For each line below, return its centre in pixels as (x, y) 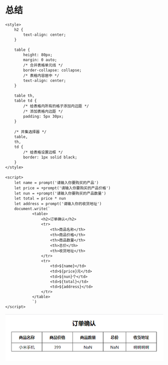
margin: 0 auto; (40, 60)
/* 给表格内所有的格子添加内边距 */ (56, 106)
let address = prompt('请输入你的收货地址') (58, 204)
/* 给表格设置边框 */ (43, 152)
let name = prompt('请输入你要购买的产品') (56, 182)
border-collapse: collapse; (52, 70)
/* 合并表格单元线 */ (43, 65)
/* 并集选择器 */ (30, 132)
